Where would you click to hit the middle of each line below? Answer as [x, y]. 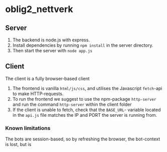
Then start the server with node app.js [52, 51]
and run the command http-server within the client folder [72, 104]
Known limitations [28, 128]
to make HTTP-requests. [38, 94]
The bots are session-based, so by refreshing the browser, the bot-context [83, 139]
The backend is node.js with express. [51, 40]
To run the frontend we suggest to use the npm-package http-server [84, 99]
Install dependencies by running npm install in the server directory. [83, 45]
